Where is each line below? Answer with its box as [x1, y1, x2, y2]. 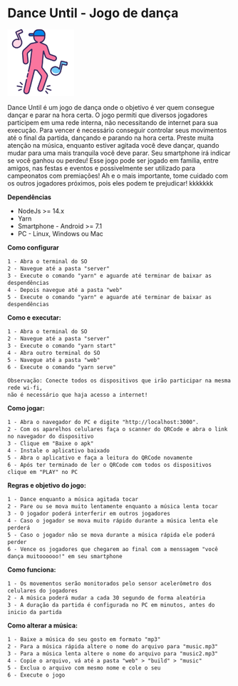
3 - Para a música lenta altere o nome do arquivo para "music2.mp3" [7, 650, 219, 657]
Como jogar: [7, 403, 45, 412]
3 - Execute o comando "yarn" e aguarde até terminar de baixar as [7, 272, 212, 279]
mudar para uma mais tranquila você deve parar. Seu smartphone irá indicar [7, 148, 231, 157]
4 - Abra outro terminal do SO [7, 349, 100, 356]
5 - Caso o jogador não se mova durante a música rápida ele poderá [7, 531, 215, 538]
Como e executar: [7, 313, 62, 322]
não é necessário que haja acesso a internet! [7, 391, 148, 398]
